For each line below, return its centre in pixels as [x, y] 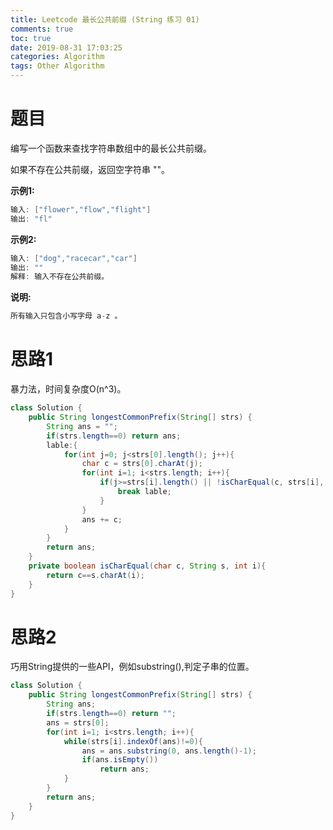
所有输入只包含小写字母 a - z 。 [66, 316]
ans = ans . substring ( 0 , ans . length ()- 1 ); [169, 751]
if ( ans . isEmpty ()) [120, 760]
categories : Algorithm [57, 57]
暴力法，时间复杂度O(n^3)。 [68, 389]
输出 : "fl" [31, 219]
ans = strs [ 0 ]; [78, 722]
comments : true [42, 29]
